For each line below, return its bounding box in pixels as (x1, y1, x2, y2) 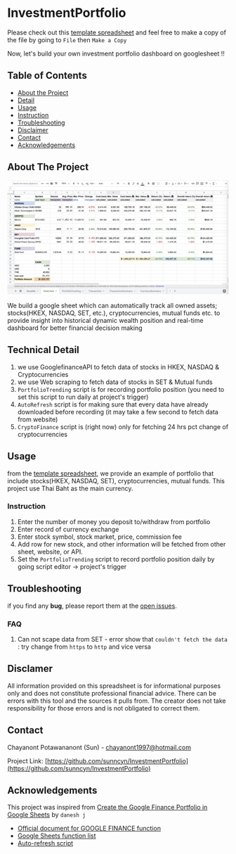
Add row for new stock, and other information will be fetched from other (17, 540, 226, 548)
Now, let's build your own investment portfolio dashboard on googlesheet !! (7, 49, 225, 58)
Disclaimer (17, 125, 49, 134)
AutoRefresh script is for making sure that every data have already (17, 400, 209, 409)
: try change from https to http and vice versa (17, 642, 151, 651)
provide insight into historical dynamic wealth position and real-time (7, 316, 204, 324)
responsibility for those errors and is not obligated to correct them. (7, 703, 200, 712)
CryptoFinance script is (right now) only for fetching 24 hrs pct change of (17, 422, 229, 431)
